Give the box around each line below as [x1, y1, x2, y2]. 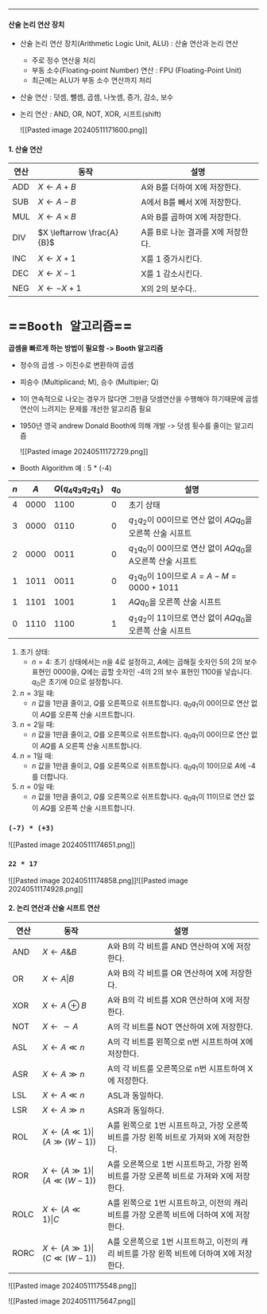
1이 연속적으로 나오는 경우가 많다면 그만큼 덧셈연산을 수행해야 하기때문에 [19, 395, 244, 404]
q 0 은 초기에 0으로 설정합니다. [31, 677, 123, 689]
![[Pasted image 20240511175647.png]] [8, 1297, 137, 1306]
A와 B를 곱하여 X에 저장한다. [141, 212, 242, 223]
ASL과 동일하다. [106, 1090, 164, 1102]
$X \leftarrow [37, 227, 87, 239]
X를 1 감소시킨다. [141, 268, 203, 279]
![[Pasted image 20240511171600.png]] [19, 125, 148, 135]
